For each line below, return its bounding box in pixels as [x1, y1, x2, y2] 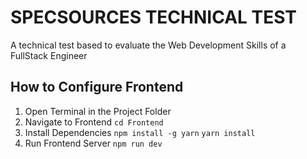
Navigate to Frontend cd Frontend [24, 116, 164, 128]
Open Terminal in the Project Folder [24, 105, 172, 117]
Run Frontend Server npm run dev [24, 137, 163, 149]
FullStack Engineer [10, 49, 88, 61]
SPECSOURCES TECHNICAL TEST [10, 6, 298, 29]
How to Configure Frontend [10, 79, 184, 96]
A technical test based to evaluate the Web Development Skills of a [10, 39, 287, 51]
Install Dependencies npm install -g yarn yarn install [24, 126, 256, 138]
